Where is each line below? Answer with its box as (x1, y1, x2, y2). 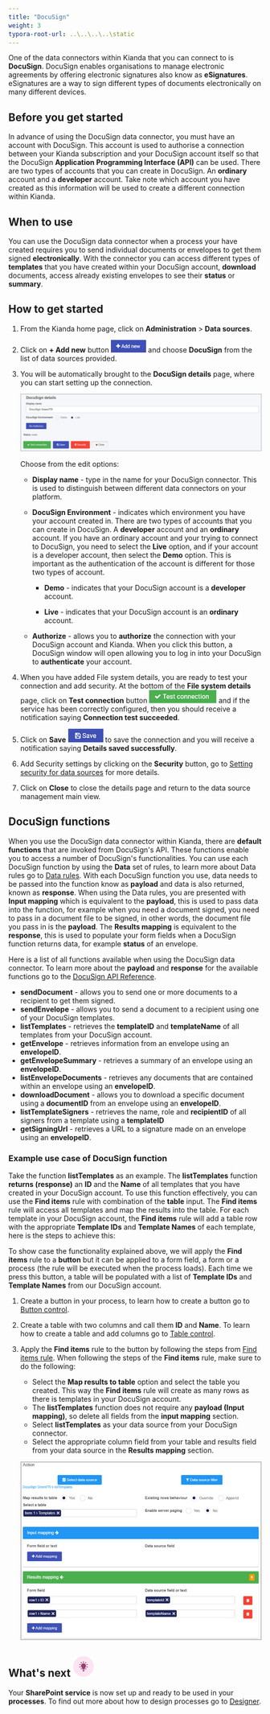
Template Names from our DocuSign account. (8, 1280, 162, 1290)
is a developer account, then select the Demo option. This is (31, 550, 231, 559)
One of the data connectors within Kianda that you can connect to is (8, 53, 235, 63)
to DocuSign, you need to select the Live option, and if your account (31, 542, 259, 551)
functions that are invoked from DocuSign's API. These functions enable (8, 845, 249, 855)
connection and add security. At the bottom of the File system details (19, 681, 252, 690)
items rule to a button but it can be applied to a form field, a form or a (8, 1255, 239, 1264)
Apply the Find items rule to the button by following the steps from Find (19, 1344, 257, 1353)
